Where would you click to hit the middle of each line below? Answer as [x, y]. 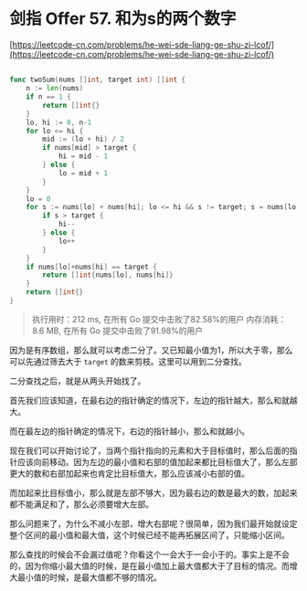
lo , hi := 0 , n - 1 [59, 122]
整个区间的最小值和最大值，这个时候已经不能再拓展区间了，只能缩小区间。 [149, 534]
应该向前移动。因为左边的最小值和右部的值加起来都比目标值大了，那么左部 [157, 461]
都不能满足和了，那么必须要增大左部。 [81, 504]
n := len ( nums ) [55, 89]
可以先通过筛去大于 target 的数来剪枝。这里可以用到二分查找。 [128, 361]
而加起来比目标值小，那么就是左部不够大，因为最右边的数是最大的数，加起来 [153, 492]
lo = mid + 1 [83, 173]
